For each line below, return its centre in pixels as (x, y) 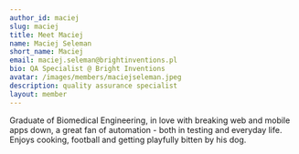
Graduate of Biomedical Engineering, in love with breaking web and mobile (150, 120)
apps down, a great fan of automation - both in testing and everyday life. (146, 129)
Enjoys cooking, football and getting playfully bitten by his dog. (128, 139)
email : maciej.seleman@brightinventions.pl (94, 60)
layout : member (38, 94)
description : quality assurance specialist (94, 86)
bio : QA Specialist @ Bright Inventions (88, 69)
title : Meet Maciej (47, 35)
